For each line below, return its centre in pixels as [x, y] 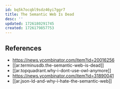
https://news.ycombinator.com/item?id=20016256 [63, 60]
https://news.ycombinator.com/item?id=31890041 [63, 76]
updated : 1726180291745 [30, 23]
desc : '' [14, 19]
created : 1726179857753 [30, 28]
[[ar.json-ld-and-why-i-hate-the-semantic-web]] [62, 81]
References [23, 48]
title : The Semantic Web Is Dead [40, 14]
